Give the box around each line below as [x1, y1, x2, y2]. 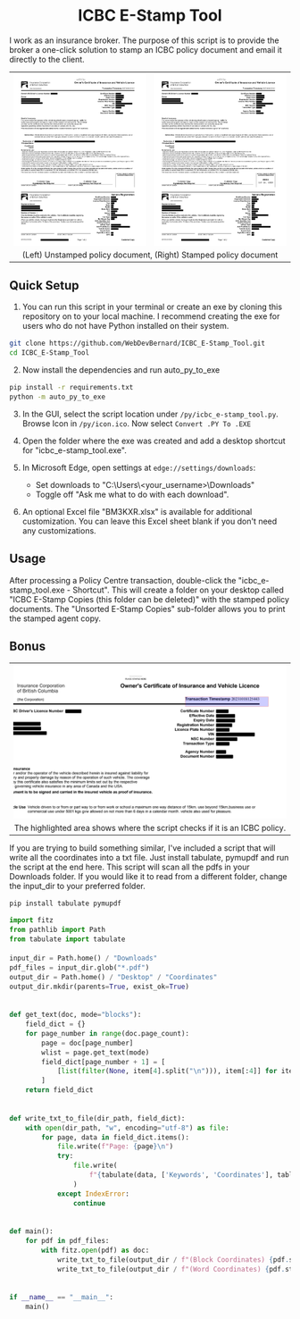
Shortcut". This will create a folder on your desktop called [72, 584, 284, 595]
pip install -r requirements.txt [9, 383, 134, 392]
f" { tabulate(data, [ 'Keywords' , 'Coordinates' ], [88, 1171, 274, 1180]
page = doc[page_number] [41, 1038, 134, 1047]
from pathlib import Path [9, 926, 105, 935]
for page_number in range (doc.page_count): [25, 1029, 190, 1038]
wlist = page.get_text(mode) [41, 1047, 150, 1057]
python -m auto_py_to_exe [9, 392, 105, 401]
